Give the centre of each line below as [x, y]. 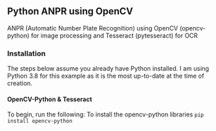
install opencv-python [40, 121]
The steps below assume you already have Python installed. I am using [108, 69]
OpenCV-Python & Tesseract [49, 99]
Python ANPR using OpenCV [70, 11]
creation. [20, 83]
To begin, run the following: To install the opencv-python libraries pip [106, 114]
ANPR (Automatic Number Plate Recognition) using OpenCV [93, 28]
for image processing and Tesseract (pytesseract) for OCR [115, 35]
